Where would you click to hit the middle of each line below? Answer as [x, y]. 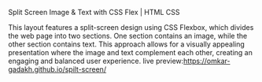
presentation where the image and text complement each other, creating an [131, 52]
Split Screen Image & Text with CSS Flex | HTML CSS [94, 12]
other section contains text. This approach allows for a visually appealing [127, 44]
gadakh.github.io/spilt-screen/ [57, 69]
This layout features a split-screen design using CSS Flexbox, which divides [131, 27]
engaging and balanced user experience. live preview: [96, 61]
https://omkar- [207, 61]
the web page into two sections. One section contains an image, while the [128, 36]
